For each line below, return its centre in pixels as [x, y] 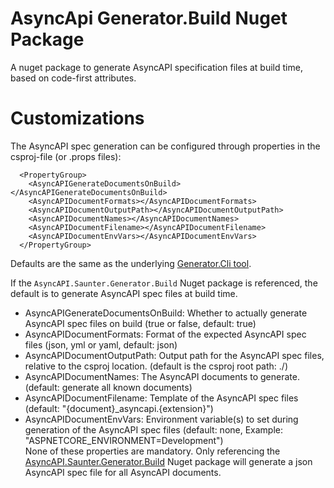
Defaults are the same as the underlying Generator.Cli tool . [131, 263]
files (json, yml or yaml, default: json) [101, 344]
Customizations [77, 118]
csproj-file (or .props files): [66, 156]
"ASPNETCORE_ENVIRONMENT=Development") [124, 440]
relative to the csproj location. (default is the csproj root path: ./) [156, 366]
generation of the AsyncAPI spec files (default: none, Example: [154, 429]
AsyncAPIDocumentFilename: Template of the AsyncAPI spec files [161, 398]
